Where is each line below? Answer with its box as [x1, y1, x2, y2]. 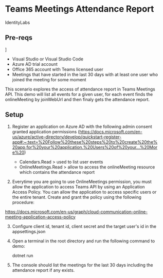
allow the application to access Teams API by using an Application [12, 184, 145, 189]
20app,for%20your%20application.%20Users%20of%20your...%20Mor [12, 144, 158, 150]
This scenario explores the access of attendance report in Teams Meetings [5, 86, 156, 92]
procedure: [12, 199, 35, 205]
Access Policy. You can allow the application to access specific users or [12, 189, 157, 195]
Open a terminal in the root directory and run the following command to [12, 238, 155, 244]
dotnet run [12, 252, 34, 259]
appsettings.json [12, 228, 46, 234]
